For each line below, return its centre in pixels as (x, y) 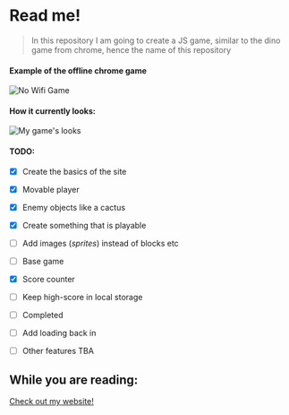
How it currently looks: (52, 111)
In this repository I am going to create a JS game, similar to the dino (156, 40)
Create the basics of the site (74, 171)
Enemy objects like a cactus (74, 207)
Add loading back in (59, 333)
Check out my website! (51, 402)
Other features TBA (58, 351)
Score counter (49, 279)
